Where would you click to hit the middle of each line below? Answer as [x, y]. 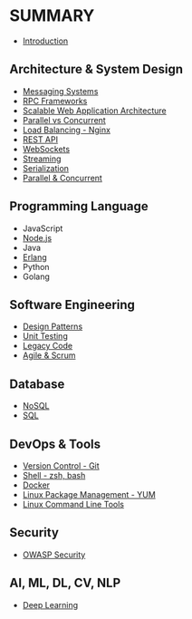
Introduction [45, 41]
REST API [40, 139]
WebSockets [46, 149]
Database [37, 384]
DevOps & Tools [55, 444]
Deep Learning [50, 604]
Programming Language [79, 206]
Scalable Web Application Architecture [95, 111]
